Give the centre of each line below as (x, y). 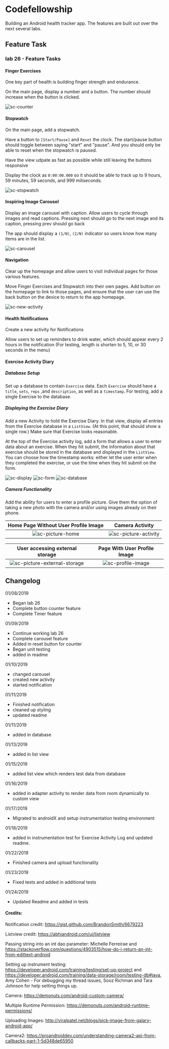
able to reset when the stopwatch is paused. (51, 150)
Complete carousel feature (40, 638)
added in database (32, 734)
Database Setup (23, 373)
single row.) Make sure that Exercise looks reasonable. (62, 431)
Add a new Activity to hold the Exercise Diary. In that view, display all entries (84, 421)
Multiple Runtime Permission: (35, 1005)
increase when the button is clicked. (43, 97)
